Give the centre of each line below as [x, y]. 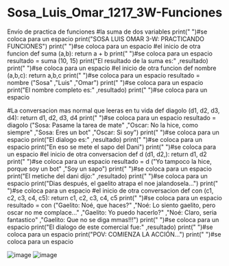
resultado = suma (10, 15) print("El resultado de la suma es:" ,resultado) [108, 60]
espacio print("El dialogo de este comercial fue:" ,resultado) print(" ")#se [110, 227]
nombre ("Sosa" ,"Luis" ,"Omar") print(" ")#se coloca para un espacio [105, 82]
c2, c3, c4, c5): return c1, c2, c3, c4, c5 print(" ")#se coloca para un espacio [115, 197]
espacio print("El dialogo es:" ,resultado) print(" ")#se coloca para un [105, 139]
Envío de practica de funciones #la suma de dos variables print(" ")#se [107, 32]
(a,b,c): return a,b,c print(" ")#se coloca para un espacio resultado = [104, 75]
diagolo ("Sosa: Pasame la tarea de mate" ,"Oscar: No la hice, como [103, 125]
